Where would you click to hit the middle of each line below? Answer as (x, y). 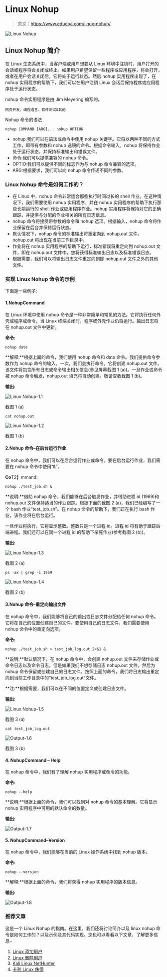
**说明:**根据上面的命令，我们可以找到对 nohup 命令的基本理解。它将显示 (81, 802)
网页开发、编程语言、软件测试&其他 (36, 109)
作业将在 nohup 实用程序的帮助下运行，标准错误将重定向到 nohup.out (84, 246)
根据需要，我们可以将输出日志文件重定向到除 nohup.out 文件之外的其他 (85, 259)
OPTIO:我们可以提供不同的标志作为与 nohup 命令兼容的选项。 (76, 164)
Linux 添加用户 (27, 951)
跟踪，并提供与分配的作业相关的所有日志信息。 (60, 215)
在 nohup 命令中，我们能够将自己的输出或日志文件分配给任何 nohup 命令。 (82, 616)
